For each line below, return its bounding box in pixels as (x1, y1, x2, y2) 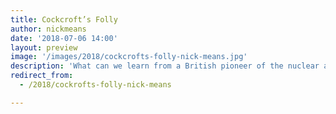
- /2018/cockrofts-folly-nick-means (19, 80, 172, 90)
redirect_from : (10, 71, 74, 81)
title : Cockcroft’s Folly (10, 14, 118, 25)
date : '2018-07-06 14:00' (10, 33, 118, 43)
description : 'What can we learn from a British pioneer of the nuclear (10, 61, 320, 71)
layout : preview (10, 42, 78, 53)
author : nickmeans (10, 24, 87, 34)
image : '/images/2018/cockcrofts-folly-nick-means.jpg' (10, 52, 248, 62)
